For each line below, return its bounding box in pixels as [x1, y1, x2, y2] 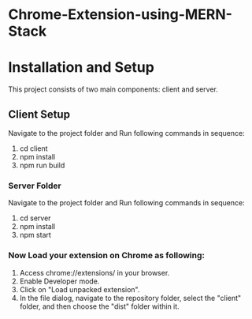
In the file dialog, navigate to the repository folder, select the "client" [19, 293, 242, 302]
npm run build [19, 160, 65, 170]
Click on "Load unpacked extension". [19, 284, 140, 294]
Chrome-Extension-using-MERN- [8, 6, 232, 24]
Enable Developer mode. [19, 276, 100, 286]
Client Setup [8, 107, 71, 121]
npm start [19, 231, 51, 240]
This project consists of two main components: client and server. [8, 84, 219, 94]
